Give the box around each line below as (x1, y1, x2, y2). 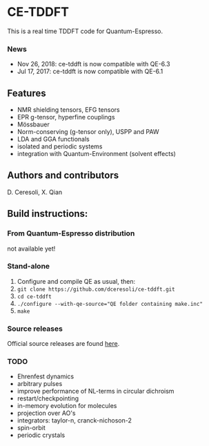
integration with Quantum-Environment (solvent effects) (17, 150, 176, 158)
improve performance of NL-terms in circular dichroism (17, 387, 175, 396)
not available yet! (7, 244, 56, 253)
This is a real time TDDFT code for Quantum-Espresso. (7, 27, 163, 35)
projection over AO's (17, 409, 76, 418)
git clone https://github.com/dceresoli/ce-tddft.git (17, 286, 175, 293)
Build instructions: (7, 208, 88, 220)
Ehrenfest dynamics (17, 372, 74, 380)
